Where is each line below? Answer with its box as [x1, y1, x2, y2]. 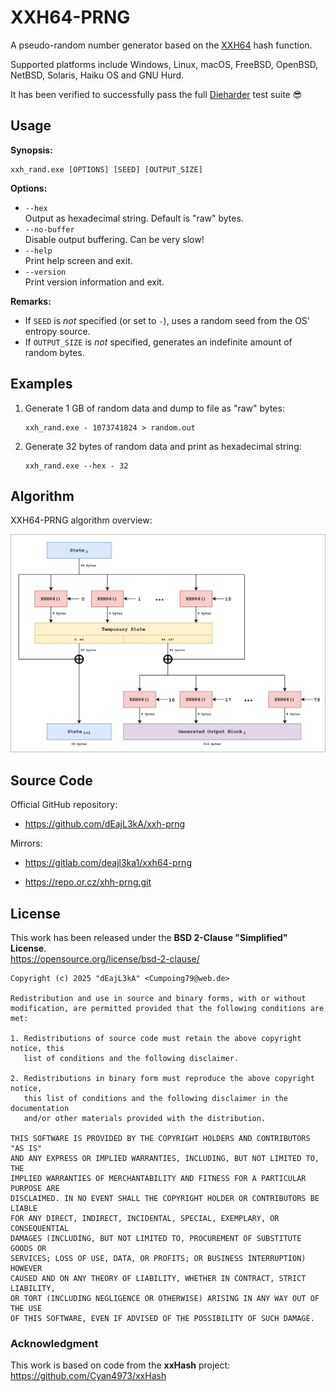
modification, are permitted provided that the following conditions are [10, 1003, 325, 1013]
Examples [10, 376, 73, 393]
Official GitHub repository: [10, 799, 118, 811]
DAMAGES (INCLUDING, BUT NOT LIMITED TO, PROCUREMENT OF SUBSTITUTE [10, 1233, 302, 1243]
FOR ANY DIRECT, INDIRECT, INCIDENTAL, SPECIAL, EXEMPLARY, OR [10, 1213, 280, 1223]
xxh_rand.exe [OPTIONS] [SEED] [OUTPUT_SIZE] [10, 164, 203, 175]
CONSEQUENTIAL [10, 1223, 70, 1233]
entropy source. [24, 325, 91, 337]
